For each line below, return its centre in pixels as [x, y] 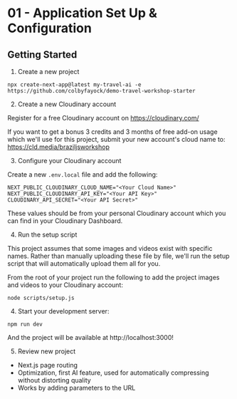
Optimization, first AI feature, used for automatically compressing [113, 373]
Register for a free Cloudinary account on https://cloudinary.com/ [103, 118]
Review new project [47, 351]
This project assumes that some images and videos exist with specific [110, 248]
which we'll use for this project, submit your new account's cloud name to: [116, 139]
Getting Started [42, 55]
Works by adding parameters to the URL [77, 388]
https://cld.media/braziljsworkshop [59, 147]
